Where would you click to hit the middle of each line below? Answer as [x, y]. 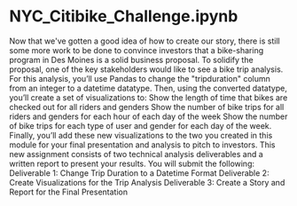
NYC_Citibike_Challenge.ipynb [124, 16]
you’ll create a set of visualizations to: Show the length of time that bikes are [148, 97]
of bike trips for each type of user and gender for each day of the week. [141, 125]
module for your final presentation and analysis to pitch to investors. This [142, 145]
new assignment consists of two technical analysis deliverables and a [136, 154]
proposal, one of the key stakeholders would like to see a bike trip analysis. [146, 69]
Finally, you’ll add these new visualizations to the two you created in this [141, 135]
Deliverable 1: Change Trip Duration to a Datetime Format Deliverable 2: [139, 173]
